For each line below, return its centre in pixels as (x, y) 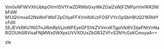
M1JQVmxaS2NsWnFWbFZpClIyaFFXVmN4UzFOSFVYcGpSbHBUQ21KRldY (82, 17)
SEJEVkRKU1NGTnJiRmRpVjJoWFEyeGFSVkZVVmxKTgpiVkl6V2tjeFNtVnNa (82, 28)
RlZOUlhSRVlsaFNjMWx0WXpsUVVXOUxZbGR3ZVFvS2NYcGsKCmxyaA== (81, 33)
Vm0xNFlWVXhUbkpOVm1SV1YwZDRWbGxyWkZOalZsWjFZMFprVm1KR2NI (82, 7)
